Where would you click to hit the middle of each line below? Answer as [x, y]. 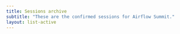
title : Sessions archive [36, 11]
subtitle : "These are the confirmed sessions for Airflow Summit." [91, 17]
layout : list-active [31, 22]
